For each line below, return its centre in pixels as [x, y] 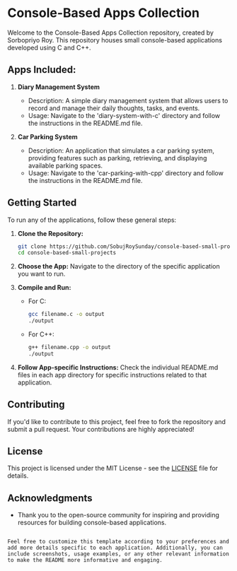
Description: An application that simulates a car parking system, [121, 151]
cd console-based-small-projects [67, 253]
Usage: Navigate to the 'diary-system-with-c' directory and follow [124, 115]
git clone [32, 246]
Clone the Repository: [50, 233]
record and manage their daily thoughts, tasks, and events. [114, 108]
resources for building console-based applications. [92, 523]
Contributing [36, 405]
